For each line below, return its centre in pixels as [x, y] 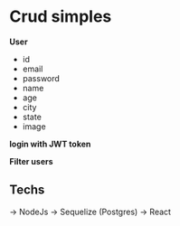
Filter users [31, 161]
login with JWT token [50, 144]
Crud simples [61, 17]
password [41, 78]
